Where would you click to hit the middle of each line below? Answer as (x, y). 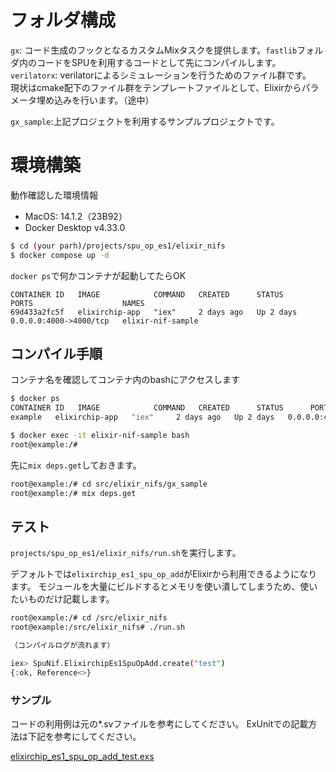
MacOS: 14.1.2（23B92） (76, 216)
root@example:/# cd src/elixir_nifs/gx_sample (109, 484)
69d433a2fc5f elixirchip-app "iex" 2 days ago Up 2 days (154, 312)
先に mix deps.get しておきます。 (76, 465)
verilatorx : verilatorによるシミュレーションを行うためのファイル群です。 (161, 75)
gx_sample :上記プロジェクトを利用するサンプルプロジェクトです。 (145, 121)
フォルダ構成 (63, 20)
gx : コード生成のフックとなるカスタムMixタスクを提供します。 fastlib (154, 50)
